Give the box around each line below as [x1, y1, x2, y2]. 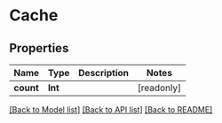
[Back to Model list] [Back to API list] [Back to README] [9, 104, 213, 115]
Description [78, 67, 129, 79]
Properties [9, 41, 69, 56]
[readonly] [137, 81, 182, 94]
